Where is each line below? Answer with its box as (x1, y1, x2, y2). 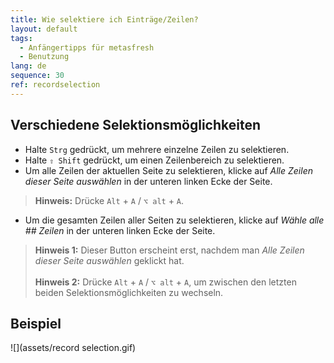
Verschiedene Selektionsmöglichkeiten (10, 117, 261, 134)
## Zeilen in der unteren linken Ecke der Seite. (24, 224, 216, 236)
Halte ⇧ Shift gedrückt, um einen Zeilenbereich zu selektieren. (24, 154, 285, 166)
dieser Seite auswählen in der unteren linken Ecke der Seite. (24, 175, 273, 187)
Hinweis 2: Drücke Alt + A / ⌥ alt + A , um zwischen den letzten (34, 276, 297, 288)
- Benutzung (19, 52, 70, 62)
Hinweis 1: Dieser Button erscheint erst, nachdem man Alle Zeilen (34, 244, 305, 256)
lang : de (10, 61, 47, 71)
